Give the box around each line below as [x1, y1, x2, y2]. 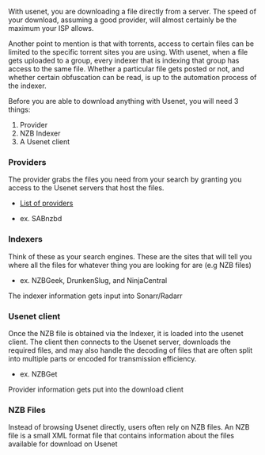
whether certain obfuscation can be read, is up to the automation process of [8, 73, 257, 82]
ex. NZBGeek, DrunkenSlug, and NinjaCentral [19, 275, 168, 285]
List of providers [19, 198, 74, 208]
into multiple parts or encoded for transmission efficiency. [8, 354, 197, 363]
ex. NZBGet [19, 369, 58, 379]
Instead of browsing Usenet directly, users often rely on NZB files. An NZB [8, 422, 250, 432]
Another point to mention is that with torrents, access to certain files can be [8, 39, 255, 48]
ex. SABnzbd [19, 214, 62, 224]
